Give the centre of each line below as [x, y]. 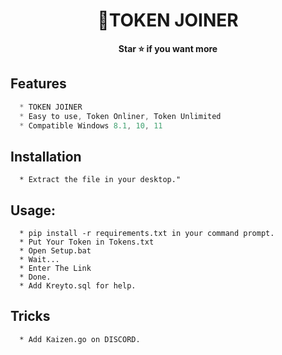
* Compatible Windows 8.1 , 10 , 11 [91, 125]
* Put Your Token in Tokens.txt [87, 242]
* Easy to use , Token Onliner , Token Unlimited [120, 116]
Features [38, 84]
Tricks [30, 316]
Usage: [33, 210]
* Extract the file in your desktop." [100, 180]
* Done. [35, 277]
